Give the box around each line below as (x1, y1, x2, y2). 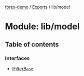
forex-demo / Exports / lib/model (5, 4, 70, 10)
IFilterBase (12, 65, 34, 72)
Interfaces (5, 55, 30, 61)
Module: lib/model (5, 21, 80, 32)
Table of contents (5, 40, 59, 48)
